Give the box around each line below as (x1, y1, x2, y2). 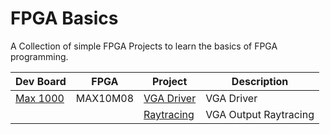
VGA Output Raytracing (205, 107, 315, 121)
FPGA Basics (10, 7, 119, 30)
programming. (10, 50, 69, 62)
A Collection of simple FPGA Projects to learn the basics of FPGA (10, 40, 278, 52)
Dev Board (15, 74, 67, 88)
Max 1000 (15, 91, 65, 105)
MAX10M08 (75, 91, 135, 105)
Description (231, 74, 289, 88)
